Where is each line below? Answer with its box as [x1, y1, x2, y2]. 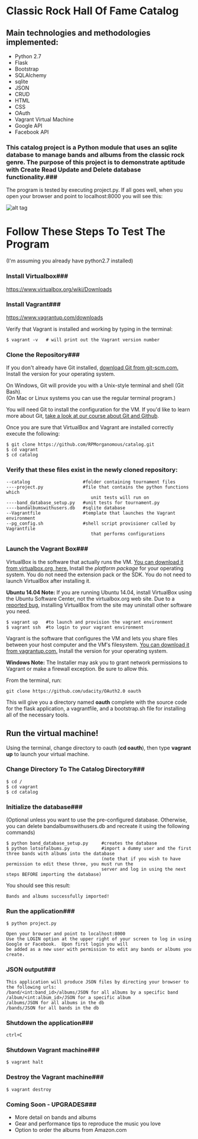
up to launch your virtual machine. [6, 750, 90, 757]
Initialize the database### [6, 802, 83, 811]
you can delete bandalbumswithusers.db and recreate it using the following [6, 823, 190, 830]
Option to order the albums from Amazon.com [14, 1126, 127, 1133]
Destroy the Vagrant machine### [6, 1073, 104, 1081]
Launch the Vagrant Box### [6, 545, 89, 553]
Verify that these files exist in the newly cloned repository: [6, 466, 178, 474]
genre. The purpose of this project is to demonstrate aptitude [6, 158, 186, 166]
